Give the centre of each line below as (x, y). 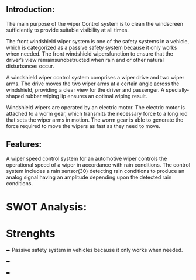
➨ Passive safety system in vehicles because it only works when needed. (94, 250)
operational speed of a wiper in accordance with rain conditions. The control (98, 165)
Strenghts (31, 234)
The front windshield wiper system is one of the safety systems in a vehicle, (97, 41)
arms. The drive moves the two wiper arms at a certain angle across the (93, 84)
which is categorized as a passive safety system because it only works (92, 47)
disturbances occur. (30, 66)
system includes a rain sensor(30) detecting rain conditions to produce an (95, 171)
